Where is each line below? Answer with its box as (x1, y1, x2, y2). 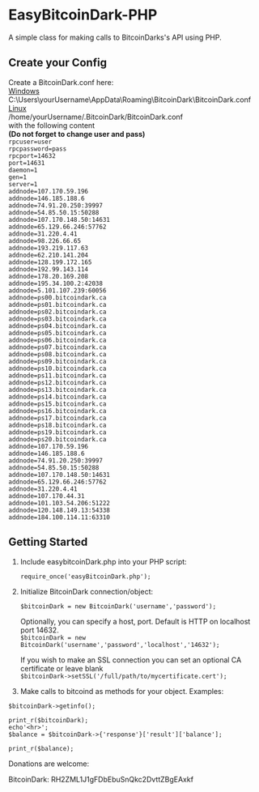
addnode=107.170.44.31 (8, 492, 85, 500)
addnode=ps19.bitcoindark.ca (8, 428, 107, 436)
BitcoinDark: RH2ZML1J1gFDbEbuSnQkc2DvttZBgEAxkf (8, 774, 194, 784)
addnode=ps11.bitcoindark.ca (8, 371, 107, 380)
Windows (8, 86, 40, 96)
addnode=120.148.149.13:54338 (8, 506, 111, 514)
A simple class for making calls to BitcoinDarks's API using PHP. (8, 32, 223, 42)
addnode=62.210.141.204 (8, 251, 89, 259)
